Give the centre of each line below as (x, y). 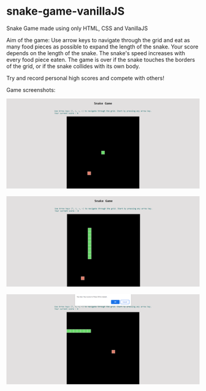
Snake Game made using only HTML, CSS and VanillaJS (77, 28)
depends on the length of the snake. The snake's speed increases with (96, 53)
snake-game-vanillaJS (65, 11)
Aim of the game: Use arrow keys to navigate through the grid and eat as (98, 40)
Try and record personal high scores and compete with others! (85, 78)
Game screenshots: (31, 89)
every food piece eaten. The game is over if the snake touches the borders (101, 59)
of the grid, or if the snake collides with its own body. (73, 66)
